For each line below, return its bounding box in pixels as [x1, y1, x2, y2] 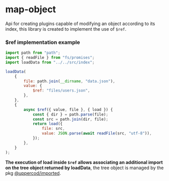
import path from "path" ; [5, 50, 60, 56]
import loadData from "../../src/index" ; [5, 60, 95, 65]
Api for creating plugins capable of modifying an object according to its [5, 20, 155, 27]
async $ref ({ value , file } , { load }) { [23, 107, 113, 112]
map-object [5, 4, 56, 15]
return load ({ [32, 121, 63, 126]
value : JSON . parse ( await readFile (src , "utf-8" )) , [41, 131, 152, 136]
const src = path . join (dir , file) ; [32, 117, 109, 122]
